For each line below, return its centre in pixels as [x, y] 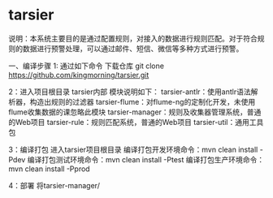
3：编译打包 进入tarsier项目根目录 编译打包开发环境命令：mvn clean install [133, 149]
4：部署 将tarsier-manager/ [54, 185]
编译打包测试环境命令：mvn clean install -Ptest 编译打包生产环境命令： [146, 159]
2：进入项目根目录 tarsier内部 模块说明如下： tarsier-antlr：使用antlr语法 [130, 92]
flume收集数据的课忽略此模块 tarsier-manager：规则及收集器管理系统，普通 [135, 112]
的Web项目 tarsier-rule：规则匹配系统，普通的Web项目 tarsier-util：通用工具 [136, 122]
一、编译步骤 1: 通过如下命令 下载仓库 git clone [87, 66]
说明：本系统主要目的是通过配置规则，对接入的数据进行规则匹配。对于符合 [133, 38]
